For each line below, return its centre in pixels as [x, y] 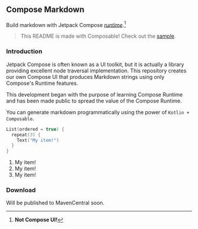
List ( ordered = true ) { [35, 129]
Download [21, 190]
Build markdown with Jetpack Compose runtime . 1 [66, 24]
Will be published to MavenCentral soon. [55, 203]
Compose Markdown [45, 10]
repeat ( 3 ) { [26, 135]
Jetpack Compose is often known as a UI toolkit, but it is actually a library [95, 64]
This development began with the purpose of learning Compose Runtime [94, 94]
